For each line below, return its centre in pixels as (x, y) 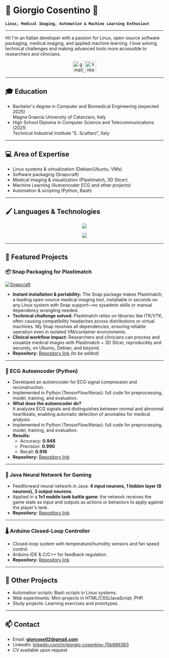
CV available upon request (40, 650)
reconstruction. (28, 388)
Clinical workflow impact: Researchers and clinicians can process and (86, 337)
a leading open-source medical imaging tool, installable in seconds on (85, 300)
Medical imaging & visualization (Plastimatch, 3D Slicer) (70, 180)
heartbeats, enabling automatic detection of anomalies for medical (81, 414)
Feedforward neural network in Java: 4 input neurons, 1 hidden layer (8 (87, 486)
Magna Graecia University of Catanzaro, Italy (59, 117)
